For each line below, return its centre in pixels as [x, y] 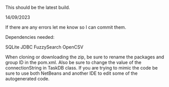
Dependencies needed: [30, 37]
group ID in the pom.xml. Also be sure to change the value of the [73, 62]
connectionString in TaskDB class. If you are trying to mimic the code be [81, 68]
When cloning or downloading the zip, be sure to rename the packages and [85, 57]
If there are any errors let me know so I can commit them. [66, 27]
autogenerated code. [27, 79]
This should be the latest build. [38, 7]
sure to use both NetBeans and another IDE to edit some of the [72, 73]
